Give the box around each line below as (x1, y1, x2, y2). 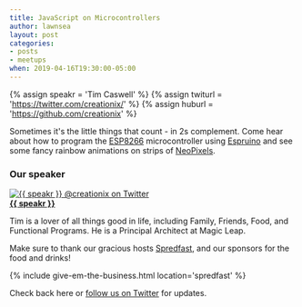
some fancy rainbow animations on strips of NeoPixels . (9, 144, 216, 155)
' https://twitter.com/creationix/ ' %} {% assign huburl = (9, 98, 214, 109)
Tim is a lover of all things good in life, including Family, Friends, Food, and (9, 215, 289, 227)
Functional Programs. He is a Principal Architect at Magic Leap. (9, 225, 247, 236)
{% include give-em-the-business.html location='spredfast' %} (9, 270, 247, 282)
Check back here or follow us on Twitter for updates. (9, 288, 207, 299)
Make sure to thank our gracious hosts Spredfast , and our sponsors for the (9, 243, 290, 254)
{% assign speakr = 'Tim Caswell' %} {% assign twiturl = (9, 88, 223, 100)
